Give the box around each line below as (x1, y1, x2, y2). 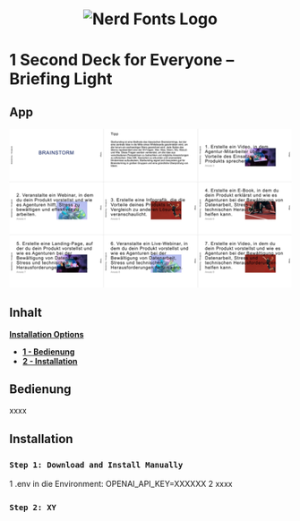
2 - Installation (21, 355, 78, 366)
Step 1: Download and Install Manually (9, 459, 184, 470)
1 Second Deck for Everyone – (9, 50, 235, 71)
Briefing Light (9, 69, 113, 90)
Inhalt (9, 305, 42, 320)
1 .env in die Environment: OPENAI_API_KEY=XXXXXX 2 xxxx (9, 479, 233, 489)
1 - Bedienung (21, 346, 75, 357)
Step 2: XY (9, 502, 56, 512)
